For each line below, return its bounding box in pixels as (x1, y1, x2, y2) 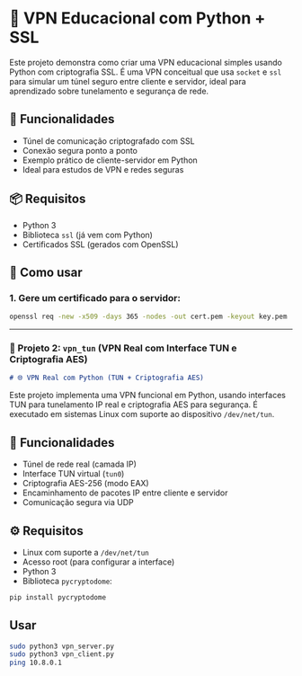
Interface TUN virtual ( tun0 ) (22, 468, 125, 479)
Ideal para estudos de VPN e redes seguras (22, 164, 184, 174)
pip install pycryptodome (9, 592, 106, 601)
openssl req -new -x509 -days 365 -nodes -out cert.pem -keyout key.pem (9, 312, 288, 322)
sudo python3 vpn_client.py (9, 650, 115, 659)
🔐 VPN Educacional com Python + (9, 8, 266, 29)
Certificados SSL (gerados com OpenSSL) (22, 238, 179, 250)
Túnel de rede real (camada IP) (22, 458, 138, 470)
